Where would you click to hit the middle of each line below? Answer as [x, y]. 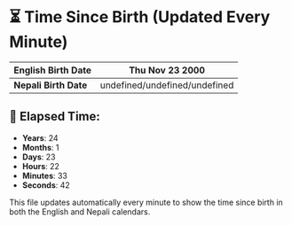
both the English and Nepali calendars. [80, 211]
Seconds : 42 [46, 185]
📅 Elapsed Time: [55, 117]
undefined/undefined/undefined [167, 85]
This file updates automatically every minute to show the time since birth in [146, 202]
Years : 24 [40, 137]
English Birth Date [52, 70]
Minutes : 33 [45, 175]
